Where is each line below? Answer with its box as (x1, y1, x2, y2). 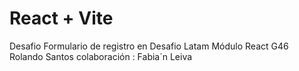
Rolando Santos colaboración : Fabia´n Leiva (9, 50, 193, 62)
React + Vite (9, 7, 114, 30)
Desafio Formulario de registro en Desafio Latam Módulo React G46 (9, 40, 289, 52)
